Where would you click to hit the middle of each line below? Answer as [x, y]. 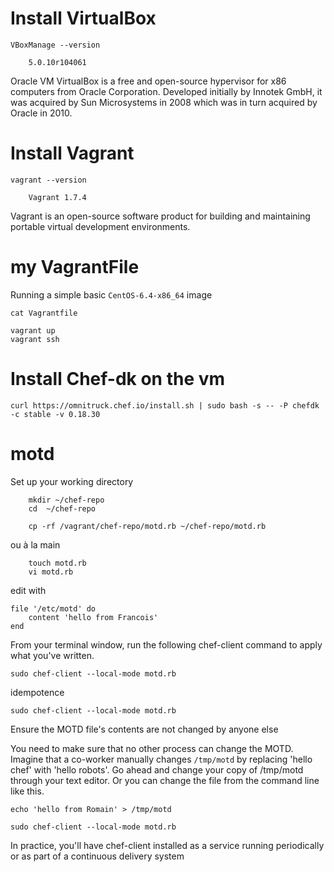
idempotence [37, 692]
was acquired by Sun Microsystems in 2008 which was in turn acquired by [164, 102]
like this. [27, 791]
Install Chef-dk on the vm [118, 379]
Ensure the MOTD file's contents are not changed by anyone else [144, 729]
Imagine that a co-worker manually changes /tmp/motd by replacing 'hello [161, 759]
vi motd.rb [51, 572]
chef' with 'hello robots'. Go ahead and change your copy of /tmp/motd [157, 769]
